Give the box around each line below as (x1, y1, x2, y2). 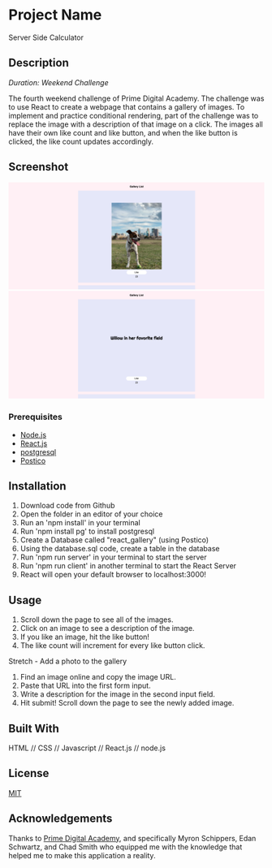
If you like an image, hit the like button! (19, 632, 150, 642)
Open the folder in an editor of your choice (19, 509, 163, 519)
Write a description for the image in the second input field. (19, 689, 215, 699)
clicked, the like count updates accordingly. (8, 136, 154, 146)
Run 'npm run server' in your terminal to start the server (19, 552, 207, 562)
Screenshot (8, 160, 69, 174)
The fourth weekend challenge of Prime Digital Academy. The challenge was (8, 93, 265, 103)
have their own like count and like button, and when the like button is (8, 127, 238, 137)
